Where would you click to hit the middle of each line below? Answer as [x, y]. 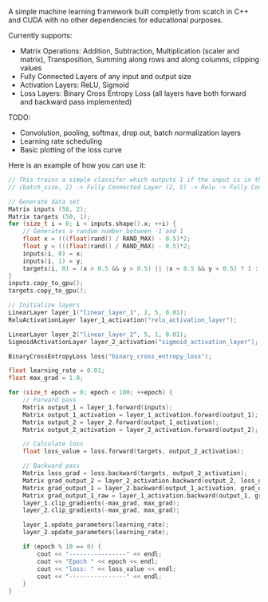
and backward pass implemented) [76, 102]
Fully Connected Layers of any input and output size [105, 76]
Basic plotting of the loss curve [71, 150]
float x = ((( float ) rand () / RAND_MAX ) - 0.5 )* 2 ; [107, 239]
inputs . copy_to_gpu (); [46, 283]
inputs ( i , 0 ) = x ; [53, 253]
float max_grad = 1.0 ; [46, 378]
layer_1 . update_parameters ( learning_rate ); [96, 525]
